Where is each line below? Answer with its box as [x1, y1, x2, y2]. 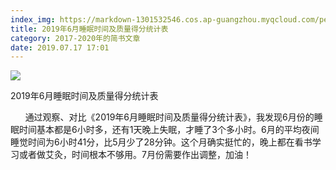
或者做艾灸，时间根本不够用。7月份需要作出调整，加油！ [18, 149, 252, 161]
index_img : [10, 14, 56, 25]
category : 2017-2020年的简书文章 [10, 33, 141, 43]
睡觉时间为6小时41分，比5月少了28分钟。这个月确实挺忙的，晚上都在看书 [10, 136, 313, 148]
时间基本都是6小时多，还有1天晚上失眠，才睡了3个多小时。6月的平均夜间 [18, 124, 320, 136]
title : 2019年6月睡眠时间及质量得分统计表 [10, 24, 169, 34]
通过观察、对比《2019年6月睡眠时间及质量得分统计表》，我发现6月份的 [24, 111, 315, 123]
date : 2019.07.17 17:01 [10, 42, 110, 53]
